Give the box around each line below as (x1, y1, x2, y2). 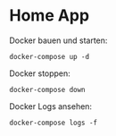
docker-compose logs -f (9, 118, 98, 127)
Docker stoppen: (9, 68, 71, 79)
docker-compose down (9, 85, 87, 94)
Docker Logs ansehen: (9, 100, 92, 112)
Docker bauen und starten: (9, 35, 108, 46)
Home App (9, 5, 90, 26)
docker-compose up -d (9, 52, 90, 61)
